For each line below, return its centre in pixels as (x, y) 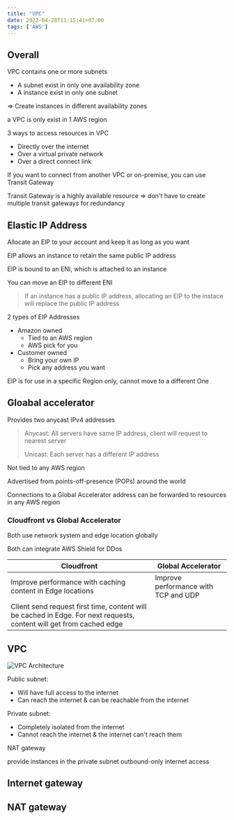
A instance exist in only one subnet (68, 93)
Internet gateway (45, 783)
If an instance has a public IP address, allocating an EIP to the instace (124, 296)
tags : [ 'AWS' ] (28, 26)
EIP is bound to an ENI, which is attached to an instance (87, 269)
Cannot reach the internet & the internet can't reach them (100, 734)
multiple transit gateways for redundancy (66, 204)
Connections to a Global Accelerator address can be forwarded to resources (117, 494)
